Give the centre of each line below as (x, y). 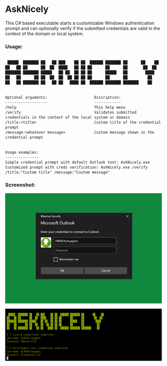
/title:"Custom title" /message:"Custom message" (58, 173)
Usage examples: (22, 153)
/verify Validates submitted (71, 113)
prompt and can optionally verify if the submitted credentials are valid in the (83, 28)
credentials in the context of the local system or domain (68, 118)
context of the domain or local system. (44, 33)
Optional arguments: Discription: (63, 98)
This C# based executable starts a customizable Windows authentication (80, 23)
